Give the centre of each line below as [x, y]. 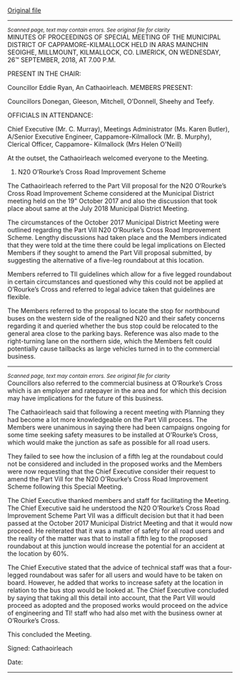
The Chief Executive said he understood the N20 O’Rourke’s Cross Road [114, 508]
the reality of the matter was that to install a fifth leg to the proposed [108, 538]
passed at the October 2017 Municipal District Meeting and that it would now [120, 523]
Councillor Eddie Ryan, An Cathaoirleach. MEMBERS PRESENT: [100, 87]
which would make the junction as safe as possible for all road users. [109, 442]
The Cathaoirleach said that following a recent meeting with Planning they [116, 412]
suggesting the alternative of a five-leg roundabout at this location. [106, 260]
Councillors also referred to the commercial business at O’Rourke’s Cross [115, 383]
